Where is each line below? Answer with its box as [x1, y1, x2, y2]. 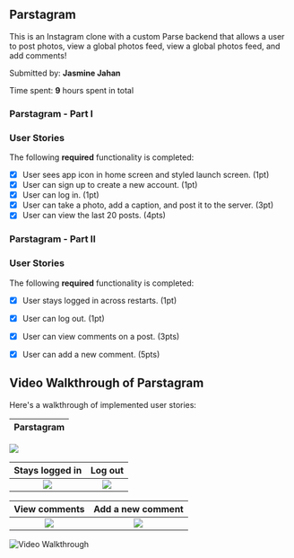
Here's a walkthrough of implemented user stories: [9, 399, 197, 410]
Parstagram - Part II [9, 233, 96, 245]
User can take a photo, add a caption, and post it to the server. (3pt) [22, 199, 274, 210]
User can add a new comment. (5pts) [22, 349, 160, 359]
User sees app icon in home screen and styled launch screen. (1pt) [22, 170, 270, 181]
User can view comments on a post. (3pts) [22, 331, 180, 341]
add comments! [9, 49, 67, 61]
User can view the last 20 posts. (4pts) [22, 210, 166, 221]
